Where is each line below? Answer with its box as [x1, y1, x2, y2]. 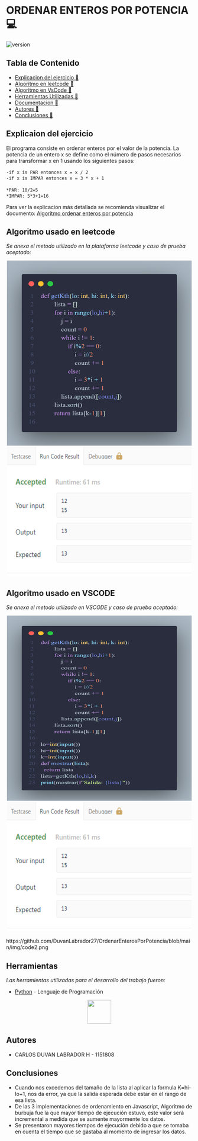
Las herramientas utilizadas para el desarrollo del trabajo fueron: [6, 977, 165, 983]
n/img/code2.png [6, 944, 48, 951]
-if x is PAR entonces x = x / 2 [6, 169, 89, 175]
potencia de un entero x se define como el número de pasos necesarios [6, 150, 181, 158]
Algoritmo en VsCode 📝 [14, 86, 72, 94]
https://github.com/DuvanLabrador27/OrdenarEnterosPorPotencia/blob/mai [6, 937, 190, 945]
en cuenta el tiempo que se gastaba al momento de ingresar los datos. [14, 1128, 187, 1135]
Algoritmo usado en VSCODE [6, 588, 115, 598]
